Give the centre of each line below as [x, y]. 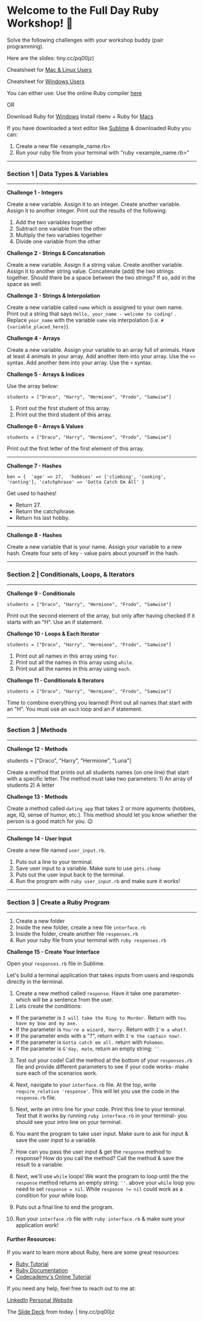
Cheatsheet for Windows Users [46, 81]
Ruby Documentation [42, 1270]
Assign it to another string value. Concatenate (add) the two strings [90, 271]
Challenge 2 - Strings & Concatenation [56, 253]
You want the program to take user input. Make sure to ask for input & [102, 1134]
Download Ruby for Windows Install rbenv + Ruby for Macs [80, 116]
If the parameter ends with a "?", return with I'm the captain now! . [98, 1036]
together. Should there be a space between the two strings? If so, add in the [101, 278]
